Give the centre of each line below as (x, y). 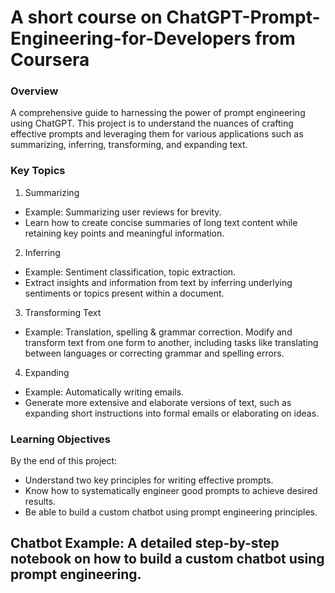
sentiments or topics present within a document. (124, 293)
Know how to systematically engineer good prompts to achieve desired (171, 491)
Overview (34, 91)
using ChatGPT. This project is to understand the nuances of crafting (152, 123)
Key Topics (38, 171)
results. (40, 502)
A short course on (86, 17)
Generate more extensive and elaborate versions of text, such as (158, 402)
